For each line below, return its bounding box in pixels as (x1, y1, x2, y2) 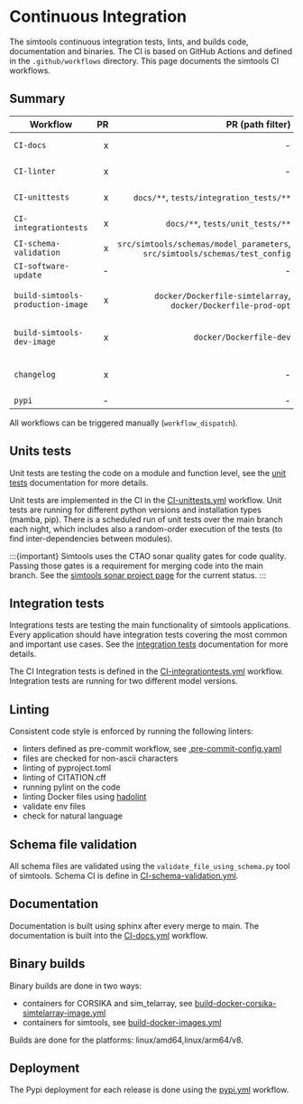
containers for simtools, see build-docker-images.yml (22, 1016, 222, 1027)
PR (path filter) (225, 117, 291, 130)
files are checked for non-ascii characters (22, 753, 179, 764)
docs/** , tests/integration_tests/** (133, 191, 291, 203)
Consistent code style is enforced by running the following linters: (9, 725, 254, 737)
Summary (9, 91, 66, 107)
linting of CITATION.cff (22, 772, 106, 783)
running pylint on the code (22, 781, 121, 792)
